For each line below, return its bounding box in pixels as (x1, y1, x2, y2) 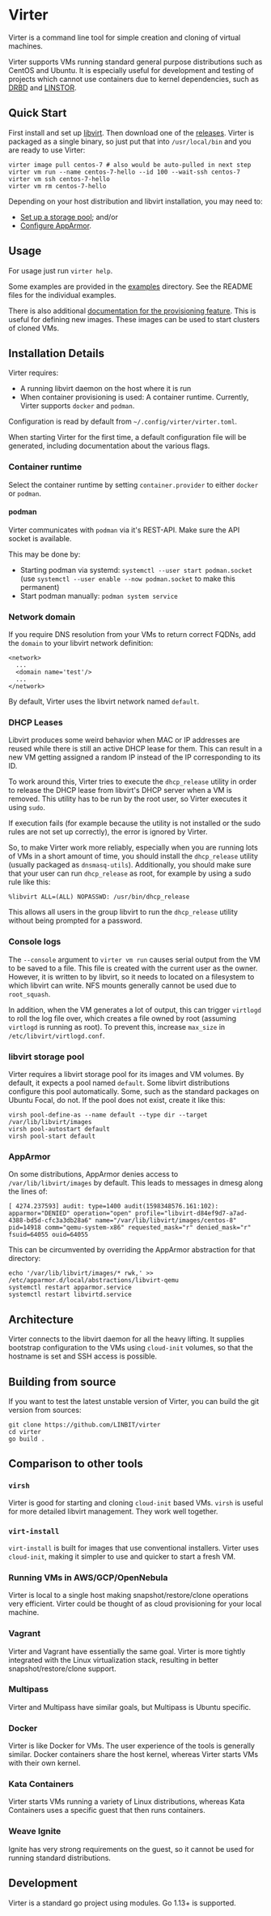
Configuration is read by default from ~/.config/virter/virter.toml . (8, 416, 237, 427)
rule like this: (8, 877, 51, 887)
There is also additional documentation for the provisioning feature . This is (8, 306, 256, 316)
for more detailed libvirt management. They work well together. (8, 1506, 218, 1516)
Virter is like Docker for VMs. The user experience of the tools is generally (8, 1741, 255, 1750)
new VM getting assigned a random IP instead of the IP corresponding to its (8, 752, 261, 762)
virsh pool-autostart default (8, 1126, 111, 1134)
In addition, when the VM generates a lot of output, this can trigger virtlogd (8, 1005, 261, 1014)
